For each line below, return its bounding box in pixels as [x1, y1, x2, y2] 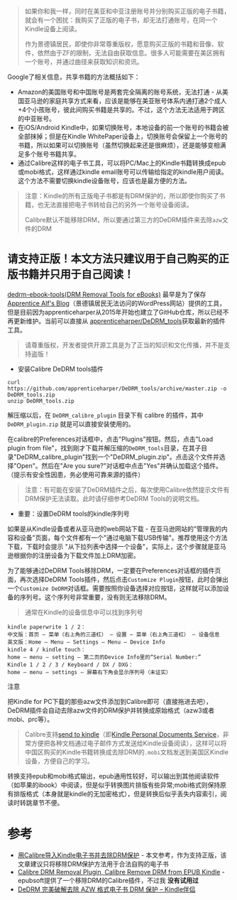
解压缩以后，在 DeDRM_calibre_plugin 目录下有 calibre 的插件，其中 [7, 411, 204, 419]
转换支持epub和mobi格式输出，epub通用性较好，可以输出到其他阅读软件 [7, 771, 220, 780]
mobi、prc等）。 [7, 715, 54, 723]
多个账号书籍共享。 [23, 150, 80, 158]
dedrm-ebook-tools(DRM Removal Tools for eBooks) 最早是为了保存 [7, 290, 206, 298]
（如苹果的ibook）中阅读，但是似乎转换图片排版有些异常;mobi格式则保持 [7, 781, 221, 789]
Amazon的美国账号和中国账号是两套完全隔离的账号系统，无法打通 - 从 [17, 88, 223, 96]
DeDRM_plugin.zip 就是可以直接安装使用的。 [7, 419, 135, 428]
